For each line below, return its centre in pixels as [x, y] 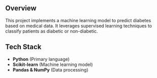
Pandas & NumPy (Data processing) [50, 69]
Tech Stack [23, 47]
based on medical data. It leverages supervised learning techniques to [79, 26]
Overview [21, 8]
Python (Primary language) [41, 59]
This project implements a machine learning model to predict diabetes [78, 20]
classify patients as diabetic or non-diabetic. [52, 31]
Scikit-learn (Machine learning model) [53, 64]
